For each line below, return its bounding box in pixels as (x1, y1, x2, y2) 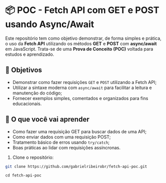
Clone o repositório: (12, 154, 54, 160)
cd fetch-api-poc (5, 173, 42, 178)
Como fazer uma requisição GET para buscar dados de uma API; (12, 128, 147, 134)
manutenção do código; (12, 89, 62, 96)
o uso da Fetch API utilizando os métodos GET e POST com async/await (5, 40, 157, 46)
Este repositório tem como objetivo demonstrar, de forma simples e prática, (5, 35, 162, 41)
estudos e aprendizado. (5, 51, 54, 57)
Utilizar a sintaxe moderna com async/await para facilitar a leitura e (12, 84, 152, 90)
